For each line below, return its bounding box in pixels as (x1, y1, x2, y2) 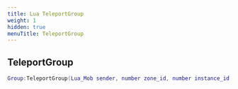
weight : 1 (7, 17, 37, 24)
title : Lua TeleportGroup (7, 10, 84, 18)
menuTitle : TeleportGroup (7, 30, 84, 37)
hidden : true (7, 23, 46, 30)
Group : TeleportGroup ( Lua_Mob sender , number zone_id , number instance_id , (7, 75, 233, 82)
